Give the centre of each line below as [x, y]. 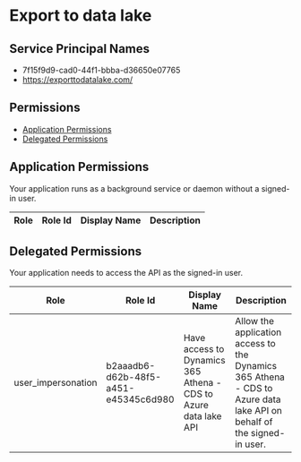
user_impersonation [56, 383]
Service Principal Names [80, 49]
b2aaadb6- [131, 366]
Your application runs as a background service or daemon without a [134, 188]
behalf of [254, 422]
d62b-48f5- [133, 377]
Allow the [254, 321]
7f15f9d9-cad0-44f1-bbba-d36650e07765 [101, 70]
